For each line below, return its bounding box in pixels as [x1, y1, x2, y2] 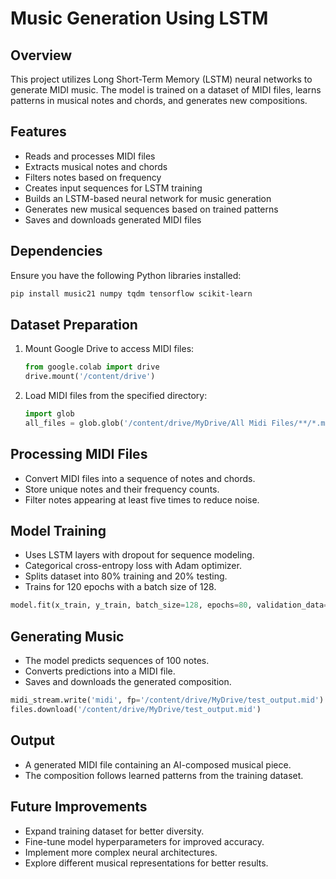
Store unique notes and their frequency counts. [24, 483, 220, 495]
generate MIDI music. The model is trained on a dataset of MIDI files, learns [10, 84, 322, 96]
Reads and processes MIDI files [24, 150, 156, 162]
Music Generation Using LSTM [10, 7, 269, 30]
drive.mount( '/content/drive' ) [24, 372, 156, 382]
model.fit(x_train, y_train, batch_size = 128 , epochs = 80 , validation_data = [10, 600, 329, 611]
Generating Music [10, 628, 125, 645]
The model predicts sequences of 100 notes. [24, 655, 210, 667]
